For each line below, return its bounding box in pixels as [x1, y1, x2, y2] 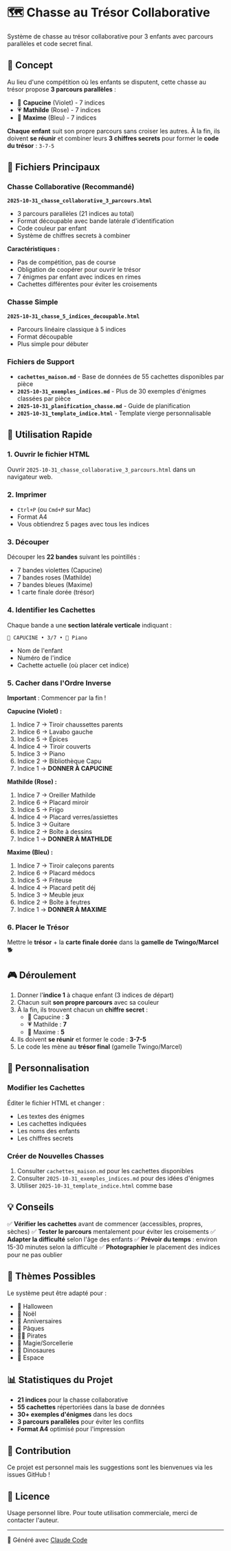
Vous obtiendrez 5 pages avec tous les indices [16, 520, 150, 528]
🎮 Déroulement [7, 969, 77, 981]
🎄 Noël [16, 1309, 36, 1318]
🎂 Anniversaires [16, 1316, 62, 1325]
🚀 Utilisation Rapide [7, 429, 93, 440]
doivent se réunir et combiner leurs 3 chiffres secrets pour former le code [7, 134, 219, 142]
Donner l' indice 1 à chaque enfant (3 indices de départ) [16, 991, 174, 999]
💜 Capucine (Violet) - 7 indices [16, 98, 105, 107]
